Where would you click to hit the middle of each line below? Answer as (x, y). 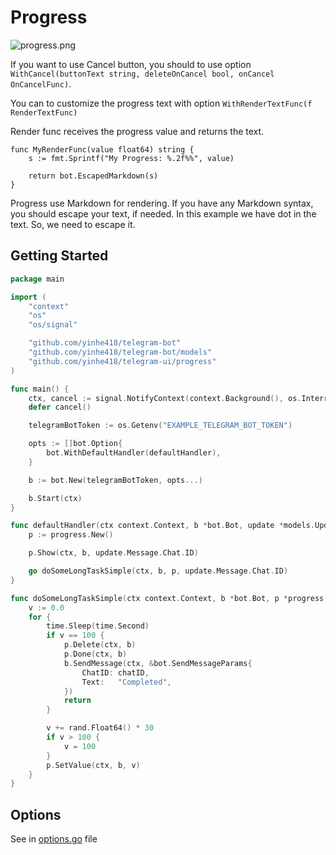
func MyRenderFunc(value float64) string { (102, 149)
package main (37, 279)
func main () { (40, 389)
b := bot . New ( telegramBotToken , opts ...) (115, 480)
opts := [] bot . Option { (75, 444)
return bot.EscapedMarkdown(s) (93, 176)
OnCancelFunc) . (41, 83)
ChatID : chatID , (115, 672)
